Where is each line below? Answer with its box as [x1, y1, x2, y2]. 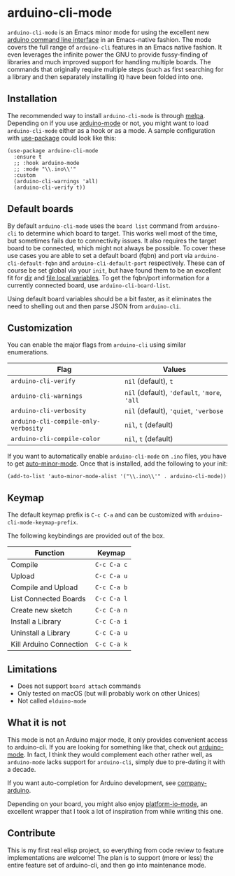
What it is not [7, 717, 66, 728]
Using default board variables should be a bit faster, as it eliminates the [7, 294, 212, 303]
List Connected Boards [10, 594, 86, 604]
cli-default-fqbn [7, 260, 58, 267]
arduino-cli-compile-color [10, 435, 101, 443]
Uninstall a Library [10, 628, 71, 638]
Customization [7, 322, 73, 333]
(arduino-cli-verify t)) [13, 184, 86, 191]
